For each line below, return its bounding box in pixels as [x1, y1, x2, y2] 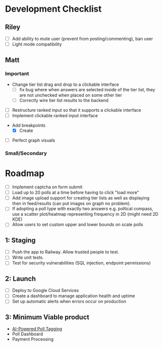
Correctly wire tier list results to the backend [19, 97, 109, 103]
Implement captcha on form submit [12, 184, 83, 190]
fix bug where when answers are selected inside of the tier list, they [19, 86, 156, 92]
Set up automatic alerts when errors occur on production [12, 299, 127, 305]
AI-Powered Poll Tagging [12, 326, 62, 332]
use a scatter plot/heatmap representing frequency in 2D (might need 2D [12, 211, 159, 217]
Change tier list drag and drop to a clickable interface [12, 82, 119, 87]
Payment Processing [12, 336, 54, 342]
